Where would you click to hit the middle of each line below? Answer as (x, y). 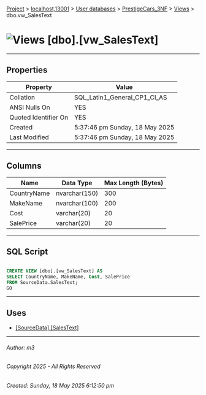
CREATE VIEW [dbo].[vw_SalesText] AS (55, 271)
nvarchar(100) (77, 204)
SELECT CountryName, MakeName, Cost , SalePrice (68, 277)
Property (39, 87)
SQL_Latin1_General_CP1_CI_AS (120, 98)
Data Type (77, 183)
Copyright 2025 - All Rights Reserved (53, 366)
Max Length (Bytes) (134, 183)
